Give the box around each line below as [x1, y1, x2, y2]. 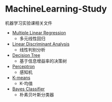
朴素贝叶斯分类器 [19, 91, 54, 98]
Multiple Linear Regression [12, 30, 66, 35]
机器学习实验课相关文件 [5, 20, 52, 26]
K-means [12, 74, 31, 81]
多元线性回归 [19, 35, 45, 41]
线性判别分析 [19, 47, 45, 52]
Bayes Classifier [12, 86, 45, 92]
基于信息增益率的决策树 [19, 58, 67, 64]
